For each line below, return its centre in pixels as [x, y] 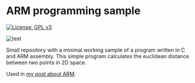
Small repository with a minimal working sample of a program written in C [96, 50]
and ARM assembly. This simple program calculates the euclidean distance [98, 56]
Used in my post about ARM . [41, 74]
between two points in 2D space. [47, 62]
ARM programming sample [73, 11]
